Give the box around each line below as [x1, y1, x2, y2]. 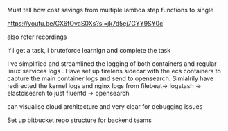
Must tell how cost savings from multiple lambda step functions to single [7, 6, 214, 14]
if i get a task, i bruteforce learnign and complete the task [7, 46, 171, 54]
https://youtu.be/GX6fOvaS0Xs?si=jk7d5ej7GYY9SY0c [7, 19, 164, 27]
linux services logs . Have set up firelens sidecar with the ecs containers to [7, 67, 222, 75]
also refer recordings [7, 33, 67, 41]
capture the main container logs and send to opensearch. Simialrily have [7, 74, 214, 82]
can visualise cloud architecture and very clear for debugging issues [7, 103, 203, 110]
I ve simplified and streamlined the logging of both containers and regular [7, 60, 217, 68]
